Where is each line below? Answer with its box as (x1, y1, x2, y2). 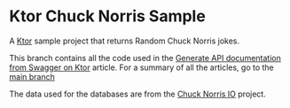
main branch (9, 71, 55, 81)
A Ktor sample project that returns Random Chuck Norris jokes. (9, 35, 240, 46)
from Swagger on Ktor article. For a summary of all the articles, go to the (9, 62, 275, 73)
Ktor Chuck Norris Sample (9, 6, 206, 27)
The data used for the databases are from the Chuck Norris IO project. (9, 89, 266, 99)
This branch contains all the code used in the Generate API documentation (9, 52, 281, 63)
